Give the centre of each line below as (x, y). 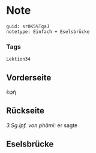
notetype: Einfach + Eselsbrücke (48, 31)
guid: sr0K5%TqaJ (28, 26)
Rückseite (25, 111)
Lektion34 (19, 59)
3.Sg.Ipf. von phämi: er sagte (42, 125)
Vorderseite (29, 78)
